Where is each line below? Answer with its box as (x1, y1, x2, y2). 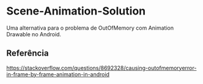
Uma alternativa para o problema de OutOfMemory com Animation (6, 24, 174, 31)
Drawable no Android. (6, 30, 62, 37)
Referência (6, 48, 49, 59)
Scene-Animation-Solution (6, 4, 146, 18)
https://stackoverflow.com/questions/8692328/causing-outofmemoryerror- (6, 64, 197, 71)
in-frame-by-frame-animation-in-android (6, 71, 110, 78)
